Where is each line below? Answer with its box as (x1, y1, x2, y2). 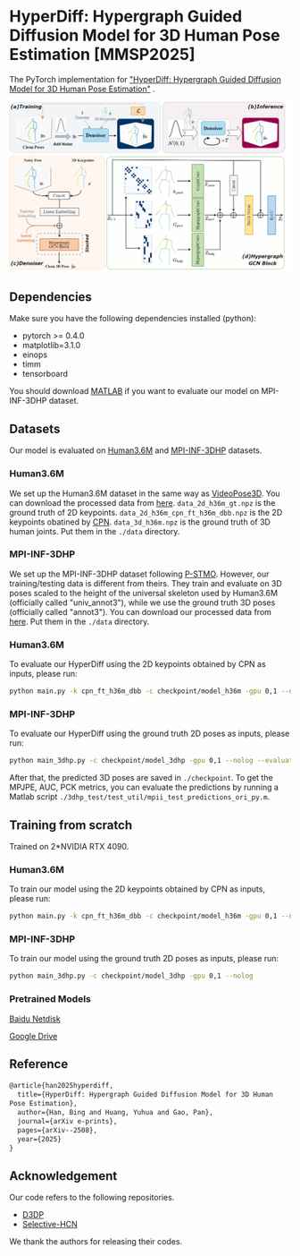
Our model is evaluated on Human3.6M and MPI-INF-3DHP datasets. (9, 445, 262, 456)
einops (21, 349, 47, 360)
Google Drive (9, 1030, 58, 1041)
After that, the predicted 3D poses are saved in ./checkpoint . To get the (9, 773, 274, 783)
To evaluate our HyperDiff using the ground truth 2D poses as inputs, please (9, 728, 290, 739)
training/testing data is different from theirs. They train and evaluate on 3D (9, 577, 283, 588)
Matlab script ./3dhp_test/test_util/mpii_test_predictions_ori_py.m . (9, 791, 271, 802)
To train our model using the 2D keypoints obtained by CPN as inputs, (9, 884, 266, 894)
